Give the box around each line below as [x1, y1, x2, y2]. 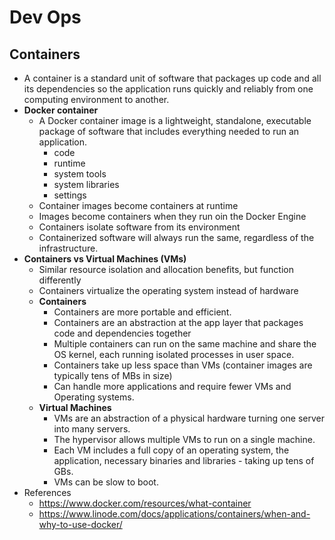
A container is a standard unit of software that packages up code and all [23, 72, 322, 84]
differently [38, 274, 82, 286]
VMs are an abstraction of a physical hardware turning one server [53, 412, 325, 424]
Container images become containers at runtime [38, 200, 239, 211]
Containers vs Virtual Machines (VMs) [23, 253, 187, 265]
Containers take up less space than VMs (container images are [53, 359, 313, 371]
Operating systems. [53, 391, 135, 403]
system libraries [53, 179, 120, 190]
